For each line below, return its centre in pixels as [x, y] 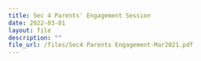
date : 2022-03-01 [37, 23]
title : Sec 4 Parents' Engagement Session [79, 15]
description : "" [35, 38]
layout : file [30, 30]
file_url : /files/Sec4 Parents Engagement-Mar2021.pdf [101, 45]
